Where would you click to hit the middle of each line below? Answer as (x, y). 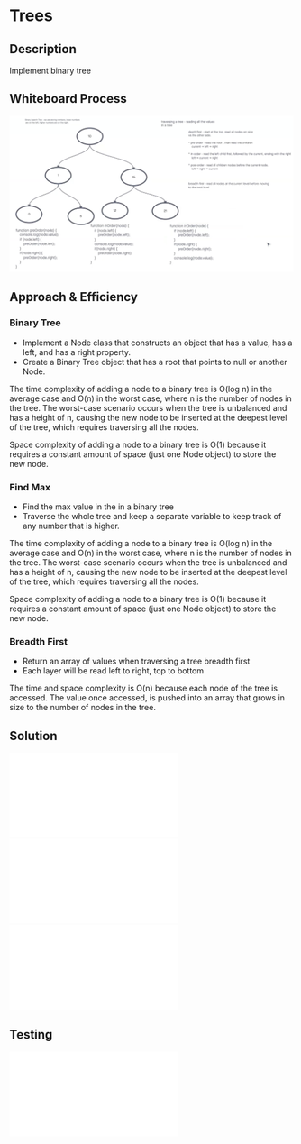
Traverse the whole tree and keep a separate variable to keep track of (152, 516)
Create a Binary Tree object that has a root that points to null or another (155, 362)
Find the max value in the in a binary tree (98, 507)
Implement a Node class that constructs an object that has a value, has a (157, 343)
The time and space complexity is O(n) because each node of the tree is (143, 688)
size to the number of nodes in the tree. (82, 708)
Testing (31, 1034)
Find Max (30, 487)
